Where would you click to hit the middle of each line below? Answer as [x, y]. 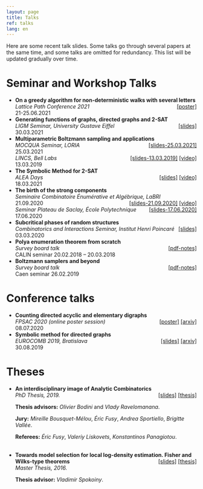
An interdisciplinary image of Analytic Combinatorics [83, 389]
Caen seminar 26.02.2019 [47, 274]
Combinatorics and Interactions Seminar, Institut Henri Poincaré [95, 229]
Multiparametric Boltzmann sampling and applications [85, 139]
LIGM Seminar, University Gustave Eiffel [65, 126]
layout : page [23, 12]
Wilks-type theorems [42, 462]
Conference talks [50, 298]
